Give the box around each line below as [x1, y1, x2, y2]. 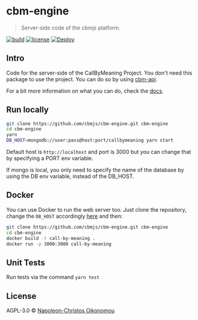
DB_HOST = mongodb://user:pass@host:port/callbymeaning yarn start [6, 137, 173, 144]
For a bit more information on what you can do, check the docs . [6, 87, 164, 94]
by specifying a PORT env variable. [6, 155, 93, 162]
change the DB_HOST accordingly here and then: [6, 212, 123, 220]
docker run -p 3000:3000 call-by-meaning [6, 241, 112, 247]
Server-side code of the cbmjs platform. [20, 24, 120, 31]
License [6, 291, 37, 301]
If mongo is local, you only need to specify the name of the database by [6, 167, 185, 174]
